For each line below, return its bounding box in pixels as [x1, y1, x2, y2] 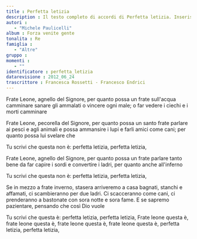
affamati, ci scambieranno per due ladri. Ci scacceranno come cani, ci [6, 190, 175, 197]
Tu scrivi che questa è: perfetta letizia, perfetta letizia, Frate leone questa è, [6, 214, 189, 221]
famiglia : [6, 42, 33, 48]
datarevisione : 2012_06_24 [6, 74, 75, 80]
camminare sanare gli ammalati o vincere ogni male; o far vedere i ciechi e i [6, 102, 188, 109]
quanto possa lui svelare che [6, 132, 76, 139]
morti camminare [6, 108, 47, 115]
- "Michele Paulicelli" [13, 25, 72, 31]
